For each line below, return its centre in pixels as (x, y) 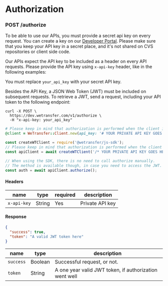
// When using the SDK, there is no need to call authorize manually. (80, 161)
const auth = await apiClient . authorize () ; (51, 170)
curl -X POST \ (21, 111)
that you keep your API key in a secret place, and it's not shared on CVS (79, 47)
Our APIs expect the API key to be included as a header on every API (76, 62)
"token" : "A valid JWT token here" (47, 236)
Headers (14, 182)
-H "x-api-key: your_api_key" (41, 120)
